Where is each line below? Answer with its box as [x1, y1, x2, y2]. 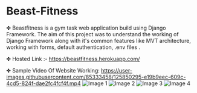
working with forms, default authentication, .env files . [6, 43, 141, 51]
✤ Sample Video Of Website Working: [6, 66, 100, 74]
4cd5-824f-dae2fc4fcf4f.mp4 [6, 80, 81, 87]
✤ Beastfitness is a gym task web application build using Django [6, 24, 166, 31]
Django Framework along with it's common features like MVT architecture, [6, 37, 192, 44]
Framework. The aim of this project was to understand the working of [6, 30, 179, 37]
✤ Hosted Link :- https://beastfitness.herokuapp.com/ [6, 55, 140, 62]
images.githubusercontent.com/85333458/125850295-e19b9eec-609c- [6, 73, 186, 80]
